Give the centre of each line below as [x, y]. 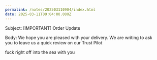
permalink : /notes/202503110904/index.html [50, 10]
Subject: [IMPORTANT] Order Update [43, 28]
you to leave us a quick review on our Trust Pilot [54, 42]
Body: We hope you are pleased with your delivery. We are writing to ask [79, 38]
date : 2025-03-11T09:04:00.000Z [38, 14]
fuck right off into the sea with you [40, 52]
